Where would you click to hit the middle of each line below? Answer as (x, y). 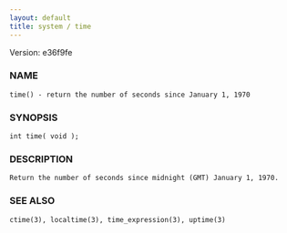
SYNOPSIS (34, 117)
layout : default (40, 18)
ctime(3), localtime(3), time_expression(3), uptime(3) (118, 219)
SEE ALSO (32, 201)
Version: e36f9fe (41, 52)
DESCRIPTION (41, 159)
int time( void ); (44, 137)
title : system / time (51, 26)
